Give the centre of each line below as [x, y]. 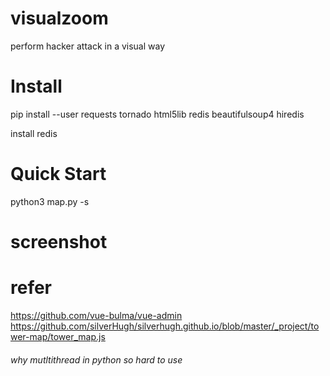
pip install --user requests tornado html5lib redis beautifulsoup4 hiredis [157, 114]
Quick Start [58, 174]
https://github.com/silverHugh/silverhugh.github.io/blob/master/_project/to [165, 326]
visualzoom [59, 18]
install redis [34, 133]
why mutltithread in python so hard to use [96, 359]
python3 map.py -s [50, 201]
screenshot [59, 242]
